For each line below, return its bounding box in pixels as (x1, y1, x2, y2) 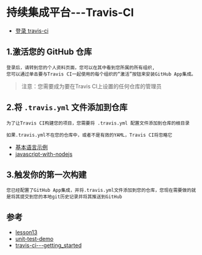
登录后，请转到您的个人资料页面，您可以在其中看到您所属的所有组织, (6, 64, 155, 70)
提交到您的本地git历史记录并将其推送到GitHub (20, 194, 122, 200)
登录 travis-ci (15, 27, 49, 34)
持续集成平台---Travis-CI (6, 6, 134, 20)
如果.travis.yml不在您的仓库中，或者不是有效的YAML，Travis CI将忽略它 (6, 132, 173, 138)
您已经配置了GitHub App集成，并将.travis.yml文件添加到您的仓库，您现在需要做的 (6, 188, 192, 194)
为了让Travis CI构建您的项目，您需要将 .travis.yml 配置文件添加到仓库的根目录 (6, 120, 190, 126)
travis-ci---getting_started (15, 242, 82, 249)
